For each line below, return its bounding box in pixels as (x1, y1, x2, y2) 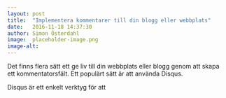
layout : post (7, 10, 45, 17)
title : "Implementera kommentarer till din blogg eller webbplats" (7, 17, 211, 24)
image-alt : (7, 43, 39, 50)
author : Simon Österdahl (7, 29, 80, 37)
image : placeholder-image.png (7, 36, 99, 43)
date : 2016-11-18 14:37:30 (7, 23, 92, 30)
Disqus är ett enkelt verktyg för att (7, 83, 106, 91)
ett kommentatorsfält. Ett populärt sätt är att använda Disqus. (7, 69, 183, 78)
